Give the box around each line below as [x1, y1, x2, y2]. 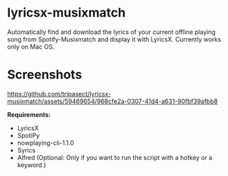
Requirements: [7, 110, 51, 118]
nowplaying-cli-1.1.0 [17, 139, 74, 147]
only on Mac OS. [7, 42, 55, 51]
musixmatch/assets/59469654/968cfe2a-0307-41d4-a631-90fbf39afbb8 [7, 97, 218, 105]
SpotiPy [17, 131, 40, 139]
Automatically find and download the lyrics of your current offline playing [7, 28, 216, 36]
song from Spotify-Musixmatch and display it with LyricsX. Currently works [7, 35, 222, 43]
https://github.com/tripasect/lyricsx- [7, 89, 112, 98]
